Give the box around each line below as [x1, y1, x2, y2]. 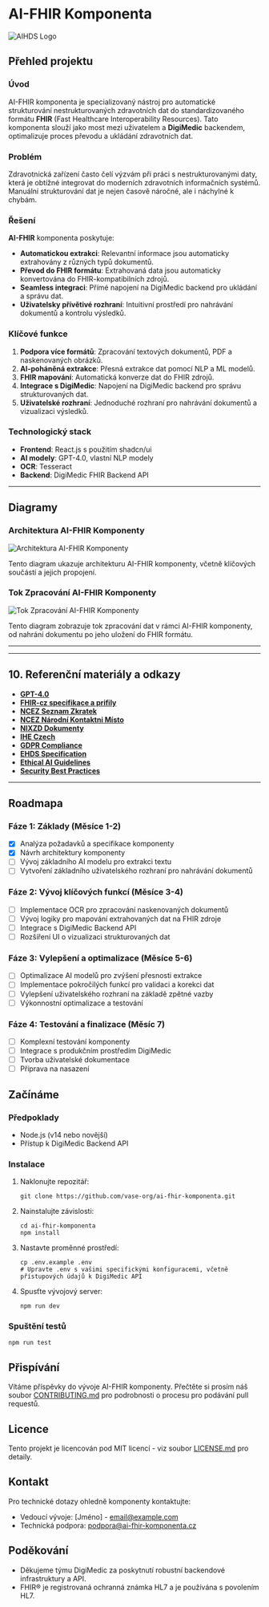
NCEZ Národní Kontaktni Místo [19, 715, 124, 724]
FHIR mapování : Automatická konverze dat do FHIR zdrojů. [19, 372, 215, 382]
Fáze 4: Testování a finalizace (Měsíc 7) [8, 1018, 166, 1029]
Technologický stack [8, 426, 92, 437]
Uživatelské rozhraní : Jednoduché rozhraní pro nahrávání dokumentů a [19, 398, 258, 408]
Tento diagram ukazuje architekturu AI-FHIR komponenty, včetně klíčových [8, 558, 256, 568]
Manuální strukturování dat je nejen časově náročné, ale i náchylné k [8, 186, 235, 196]
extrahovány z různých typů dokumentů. [19, 258, 155, 267]
